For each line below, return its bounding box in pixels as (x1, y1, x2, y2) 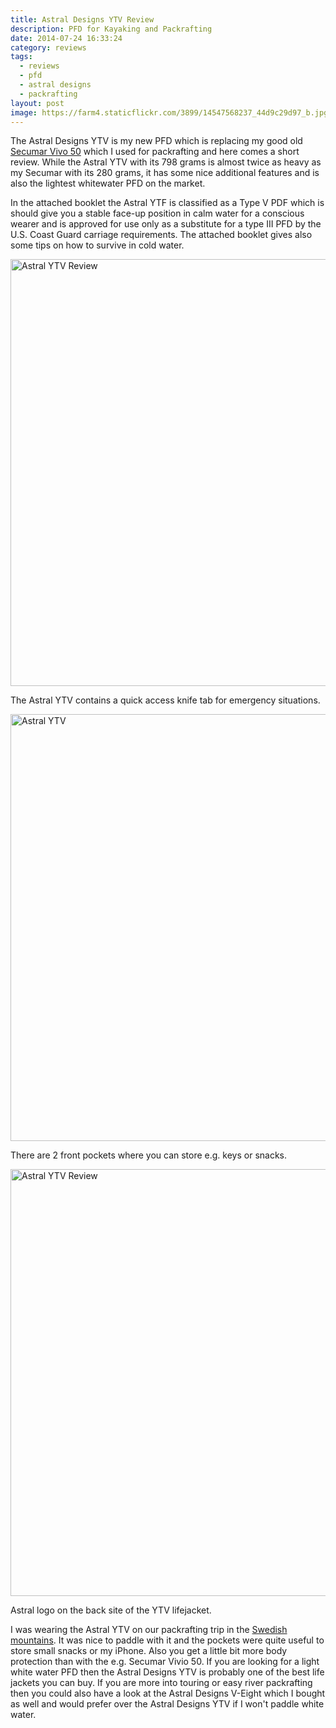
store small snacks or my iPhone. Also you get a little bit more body (10, 1645, 288, 1657)
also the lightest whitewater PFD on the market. (10, 177, 206, 190)
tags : (10, 52, 33, 62)
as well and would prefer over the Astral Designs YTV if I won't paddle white (10, 1698, 325, 1710)
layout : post (10, 98, 65, 108)
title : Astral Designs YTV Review (10, 14, 155, 25)
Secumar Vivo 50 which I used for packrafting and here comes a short (10, 146, 300, 158)
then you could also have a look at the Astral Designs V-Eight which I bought (10, 1687, 326, 1700)
